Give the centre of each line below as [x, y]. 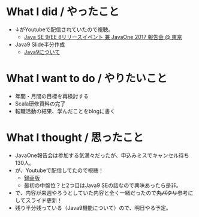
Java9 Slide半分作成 [40, 44]
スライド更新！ [44, 200]
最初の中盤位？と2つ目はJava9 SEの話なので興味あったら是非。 [102, 185]
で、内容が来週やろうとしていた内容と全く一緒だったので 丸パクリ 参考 [101, 192]
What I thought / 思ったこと [75, 138]
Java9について [42, 52]
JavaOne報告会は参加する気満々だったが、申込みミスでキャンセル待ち [102, 155]
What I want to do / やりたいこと [87, 79]
